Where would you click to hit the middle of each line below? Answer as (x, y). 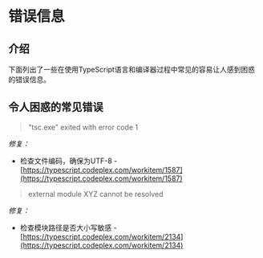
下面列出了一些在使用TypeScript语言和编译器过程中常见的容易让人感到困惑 (131, 70)
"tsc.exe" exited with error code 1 (83, 127)
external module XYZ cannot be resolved (95, 194)
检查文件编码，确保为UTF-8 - (69, 161)
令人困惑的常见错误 (56, 107)
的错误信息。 (29, 80)
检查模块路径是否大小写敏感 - (69, 227)
